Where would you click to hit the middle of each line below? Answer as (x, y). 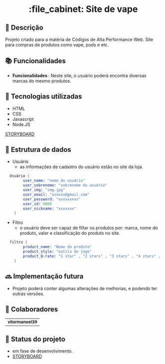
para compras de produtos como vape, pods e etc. (57, 45)
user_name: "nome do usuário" (54, 181)
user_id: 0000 (37, 204)
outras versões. (28, 294)
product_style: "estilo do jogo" (57, 252)
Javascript (23, 119)
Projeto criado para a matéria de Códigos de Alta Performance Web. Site (79, 39)
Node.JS (21, 124)
